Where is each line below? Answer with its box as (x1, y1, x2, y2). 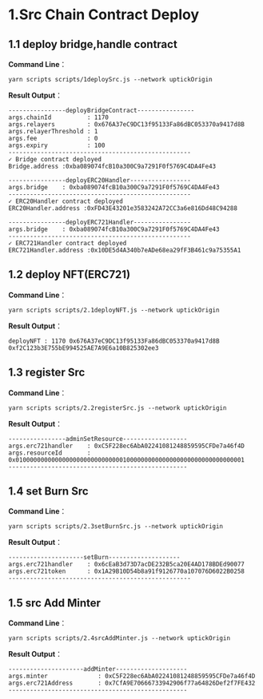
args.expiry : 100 (8, 141, 106, 149)
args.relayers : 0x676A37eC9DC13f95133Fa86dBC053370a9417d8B (8, 121, 245, 129)
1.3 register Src (8, 366, 86, 379)
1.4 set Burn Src (8, 485, 90, 498)
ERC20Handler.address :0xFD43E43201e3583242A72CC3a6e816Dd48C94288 (8, 205, 238, 212)
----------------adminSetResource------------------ (8, 435, 188, 443)
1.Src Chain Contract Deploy (8, 6, 200, 24)
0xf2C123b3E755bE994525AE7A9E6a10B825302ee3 (8, 344, 159, 352)
